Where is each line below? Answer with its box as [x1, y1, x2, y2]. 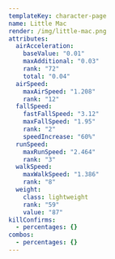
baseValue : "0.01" [23, 50, 85, 58]
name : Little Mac [8, 19, 67, 28]
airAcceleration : [15, 42, 75, 50]
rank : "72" [23, 65, 60, 73]
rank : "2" [23, 125, 57, 133]
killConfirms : [8, 216, 57, 224]
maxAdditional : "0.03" [23, 58, 100, 66]
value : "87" [23, 208, 63, 216]
